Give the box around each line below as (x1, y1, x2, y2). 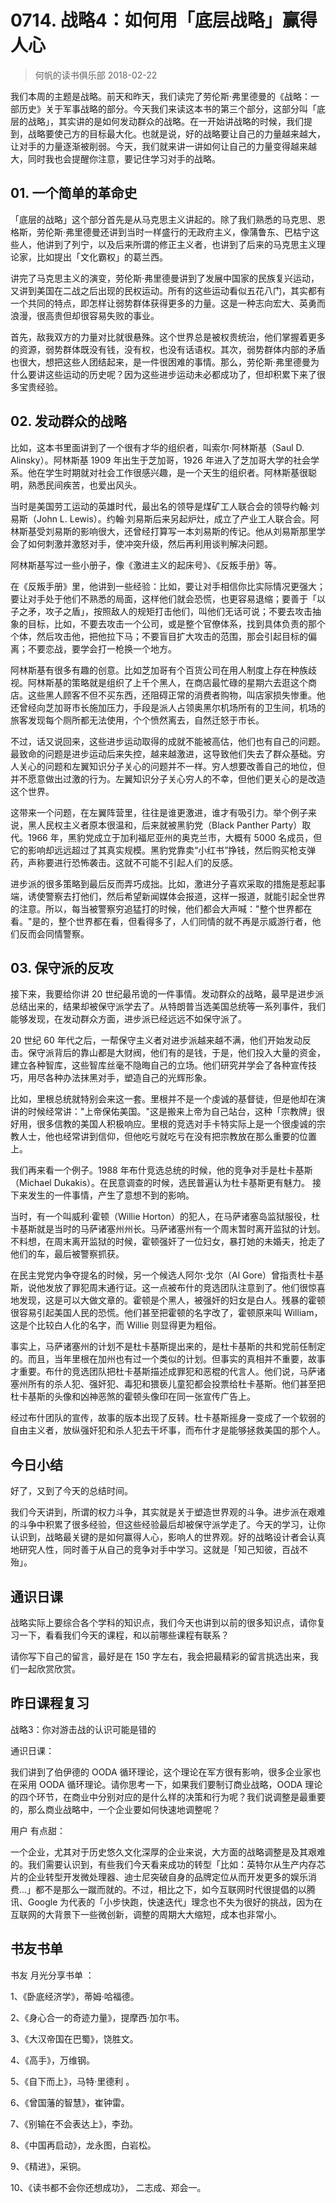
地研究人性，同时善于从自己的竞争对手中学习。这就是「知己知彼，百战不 (10, 1544, 308, 1556)
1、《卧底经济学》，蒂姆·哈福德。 (10, 1990, 140, 2002)
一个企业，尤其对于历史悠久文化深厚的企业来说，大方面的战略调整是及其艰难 (10, 1846, 326, 1858)
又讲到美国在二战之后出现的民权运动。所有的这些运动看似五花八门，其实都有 (10, 284, 326, 296)
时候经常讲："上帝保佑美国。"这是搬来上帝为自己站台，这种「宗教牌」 (27, 1106, 317, 1118)
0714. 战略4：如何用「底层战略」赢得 (10, 9, 318, 32)
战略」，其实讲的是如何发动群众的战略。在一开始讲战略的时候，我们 (27, 115, 304, 127)
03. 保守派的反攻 (10, 959, 114, 976)
